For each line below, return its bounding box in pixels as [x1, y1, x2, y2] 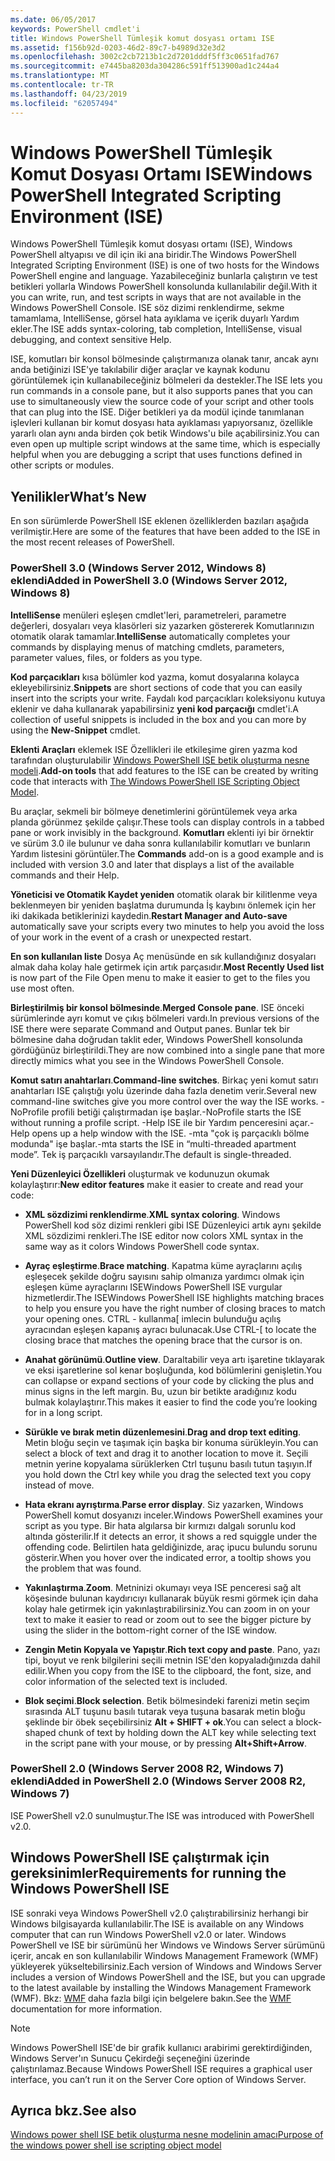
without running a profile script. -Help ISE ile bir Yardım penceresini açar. [10, 1116, 311, 1128]
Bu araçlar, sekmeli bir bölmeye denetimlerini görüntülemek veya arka [10, 805, 298, 817]
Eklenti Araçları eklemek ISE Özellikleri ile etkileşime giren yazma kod [10, 743, 298, 755]
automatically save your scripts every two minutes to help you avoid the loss [10, 920, 325, 932]
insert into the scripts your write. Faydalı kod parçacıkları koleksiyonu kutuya [10, 692, 326, 704]
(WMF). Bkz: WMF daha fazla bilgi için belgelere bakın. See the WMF [10, 1992, 292, 2004]
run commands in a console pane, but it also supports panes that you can [10, 385, 313, 397]
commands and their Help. [10, 869, 120, 881]
